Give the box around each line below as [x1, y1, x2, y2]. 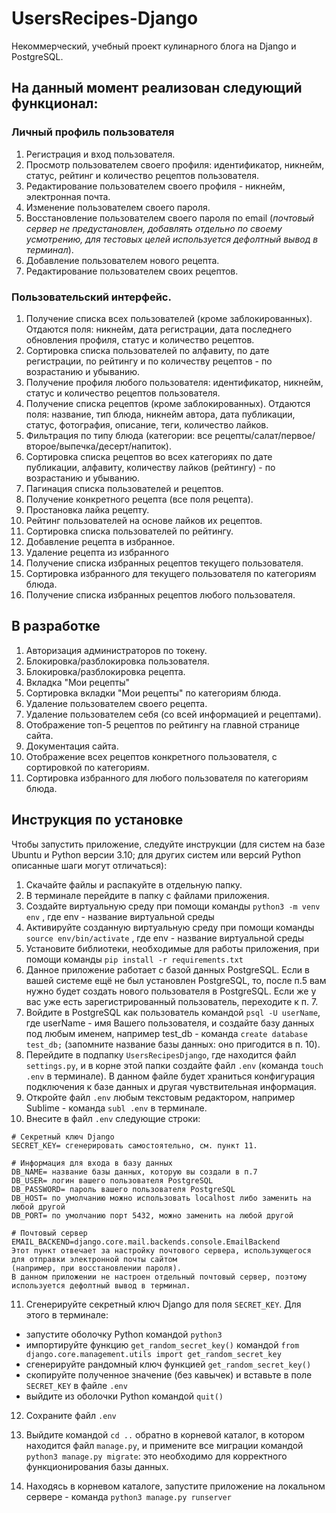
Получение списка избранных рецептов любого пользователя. [25, 588, 296, 601]
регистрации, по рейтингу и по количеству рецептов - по [25, 355, 273, 367]
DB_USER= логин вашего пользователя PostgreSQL [11, 1175, 214, 1186]
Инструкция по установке [11, 812, 184, 829]
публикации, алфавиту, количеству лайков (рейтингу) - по [25, 461, 276, 473]
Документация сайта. [25, 740, 119, 752]
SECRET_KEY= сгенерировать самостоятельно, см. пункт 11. [11, 1140, 258, 1151]
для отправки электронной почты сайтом [11, 1254, 178, 1264]
